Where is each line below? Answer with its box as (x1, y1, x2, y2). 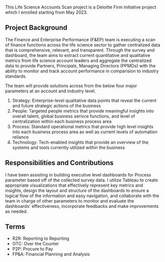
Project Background (5, 24, 67, 32)
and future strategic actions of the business (12, 103, 101, 109)
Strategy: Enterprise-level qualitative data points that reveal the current (12, 97, 157, 103)
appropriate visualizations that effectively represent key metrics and (5, 182, 143, 188)
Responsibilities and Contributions (5, 159, 114, 167)
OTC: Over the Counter (12, 241, 59, 247)
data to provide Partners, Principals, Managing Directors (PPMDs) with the (5, 62, 156, 68)
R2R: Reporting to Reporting (12, 235, 69, 241)
